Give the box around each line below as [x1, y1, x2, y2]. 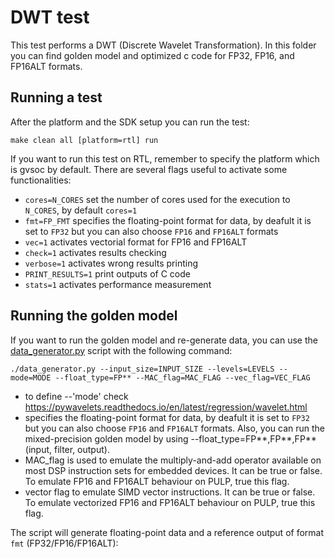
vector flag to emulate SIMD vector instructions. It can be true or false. [24, 486, 316, 498]
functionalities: [10, 174, 72, 186]
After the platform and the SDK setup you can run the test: [10, 116, 250, 128]
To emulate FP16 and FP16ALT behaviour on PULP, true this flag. [24, 475, 290, 487]
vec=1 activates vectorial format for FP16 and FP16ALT [24, 236, 248, 248]
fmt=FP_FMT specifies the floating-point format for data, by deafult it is [24, 214, 312, 226]
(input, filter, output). [24, 443, 110, 455]
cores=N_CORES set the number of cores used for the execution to [24, 193, 291, 205]
